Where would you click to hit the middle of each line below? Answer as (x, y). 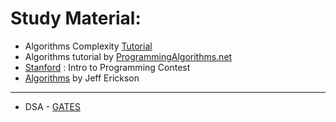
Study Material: (76, 18)
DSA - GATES (52, 106)
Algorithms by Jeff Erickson (82, 78)
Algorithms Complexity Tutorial (88, 46)
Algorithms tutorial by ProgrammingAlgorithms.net (128, 56)
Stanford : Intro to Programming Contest (107, 67)
